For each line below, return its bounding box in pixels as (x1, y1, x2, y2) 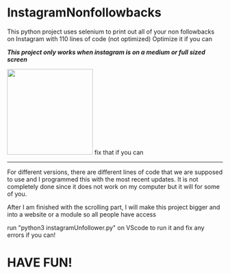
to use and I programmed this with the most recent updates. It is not (7, 175, 199, 183)
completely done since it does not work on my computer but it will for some (7, 182, 220, 190)
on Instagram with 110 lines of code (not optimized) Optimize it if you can (7, 34, 212, 42)
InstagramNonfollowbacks (7, 5, 162, 21)
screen (7, 55, 27, 63)
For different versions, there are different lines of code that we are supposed (7, 168, 223, 176)
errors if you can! (7, 231, 56, 239)
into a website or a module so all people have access (7, 210, 156, 219)
